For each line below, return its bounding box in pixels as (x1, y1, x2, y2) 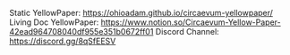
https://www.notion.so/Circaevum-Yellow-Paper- (100, 17, 281, 27)
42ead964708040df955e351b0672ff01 (9, 27, 154, 36)
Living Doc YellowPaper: (9, 17, 99, 27)
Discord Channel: (155, 27, 219, 36)
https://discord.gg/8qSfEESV (9, 35, 116, 46)
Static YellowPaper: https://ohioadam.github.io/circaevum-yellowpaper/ (9, 8, 273, 18)
